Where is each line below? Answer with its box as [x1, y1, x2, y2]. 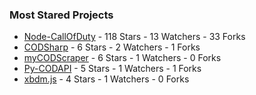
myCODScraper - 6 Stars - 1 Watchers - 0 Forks [23, 52, 222, 64]
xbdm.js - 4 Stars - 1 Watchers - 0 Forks [23, 73, 190, 85]
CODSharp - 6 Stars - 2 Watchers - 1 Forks [23, 41, 201, 53]
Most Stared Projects [9, 8, 114, 22]
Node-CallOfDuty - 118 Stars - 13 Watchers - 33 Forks [23, 31, 246, 43]
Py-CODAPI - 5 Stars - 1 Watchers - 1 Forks [23, 63, 202, 75]
